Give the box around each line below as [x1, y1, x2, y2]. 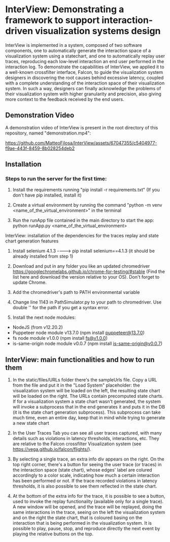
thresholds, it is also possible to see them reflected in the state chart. [12, 483, 157, 490]
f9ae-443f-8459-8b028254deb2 [5, 145, 75, 151]
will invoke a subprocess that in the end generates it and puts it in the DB [12, 404, 165, 410]
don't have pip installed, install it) [12, 192, 82, 198]
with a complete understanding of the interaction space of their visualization [5, 80, 165, 86]
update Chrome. [12, 279, 47, 286]
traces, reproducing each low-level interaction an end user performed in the [5, 58, 164, 64]
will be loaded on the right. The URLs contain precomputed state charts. [12, 393, 164, 399]
